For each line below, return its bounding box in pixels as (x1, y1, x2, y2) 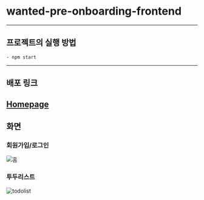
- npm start (6, 54, 36, 60)
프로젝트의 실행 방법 (6, 38, 76, 48)
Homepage (6, 99, 49, 109)
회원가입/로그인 (6, 141, 49, 149)
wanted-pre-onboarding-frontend (6, 4, 182, 18)
